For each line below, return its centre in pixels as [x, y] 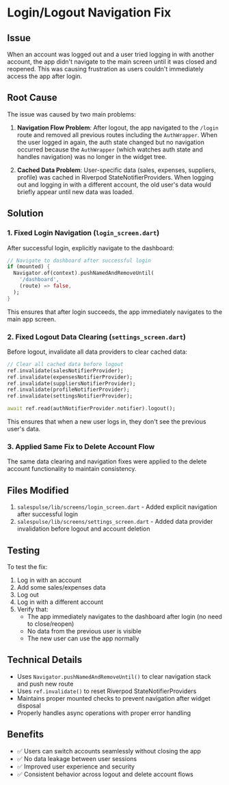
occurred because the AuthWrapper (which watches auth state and [110, 149]
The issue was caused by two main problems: [71, 114]
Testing [24, 550]
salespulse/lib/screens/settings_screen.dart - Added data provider [115, 522]
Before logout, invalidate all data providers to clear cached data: [97, 352]
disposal [29, 705]
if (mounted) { [29, 267]
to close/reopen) [51, 624]
